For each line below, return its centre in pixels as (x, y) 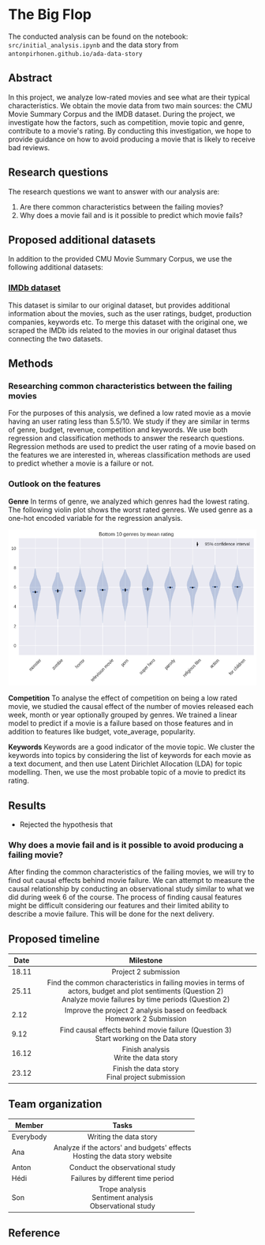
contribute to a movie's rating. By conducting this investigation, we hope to (130, 130)
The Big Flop (50, 15)
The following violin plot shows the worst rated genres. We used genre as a (131, 509)
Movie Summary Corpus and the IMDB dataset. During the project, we (122, 114)
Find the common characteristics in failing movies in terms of (146, 983)
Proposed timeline (54, 939)
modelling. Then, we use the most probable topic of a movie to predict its (127, 772)
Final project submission (146, 1077)
